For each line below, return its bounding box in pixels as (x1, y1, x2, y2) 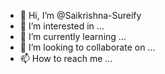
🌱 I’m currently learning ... (19, 31, 127, 42)
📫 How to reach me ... (19, 53, 113, 64)
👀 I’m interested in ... (19, 20, 105, 32)
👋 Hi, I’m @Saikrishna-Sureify (19, 10, 142, 21)
